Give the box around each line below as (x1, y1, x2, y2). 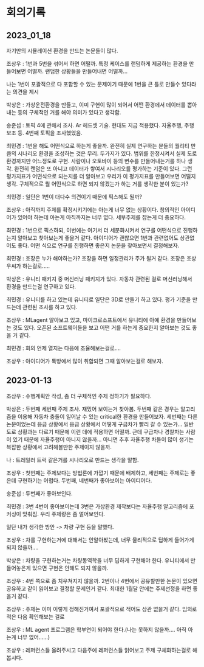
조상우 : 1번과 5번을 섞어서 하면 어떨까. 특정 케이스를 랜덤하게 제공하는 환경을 (6, 60, 188, 67)
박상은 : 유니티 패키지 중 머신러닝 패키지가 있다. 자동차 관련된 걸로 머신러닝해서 (6, 275, 192, 282)
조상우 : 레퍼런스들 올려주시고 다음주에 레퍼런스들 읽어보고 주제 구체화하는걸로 (6, 646, 191, 654)
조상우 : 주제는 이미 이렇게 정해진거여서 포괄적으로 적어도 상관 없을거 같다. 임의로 (6, 605, 197, 612)
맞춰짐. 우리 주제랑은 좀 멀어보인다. (22, 510, 105, 517)
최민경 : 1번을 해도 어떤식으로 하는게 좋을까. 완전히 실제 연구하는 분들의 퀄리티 (6, 142, 190, 149)
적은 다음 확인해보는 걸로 (6, 613, 65, 620)
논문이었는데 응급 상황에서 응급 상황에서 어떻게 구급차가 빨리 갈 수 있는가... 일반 (6, 421, 194, 428)
